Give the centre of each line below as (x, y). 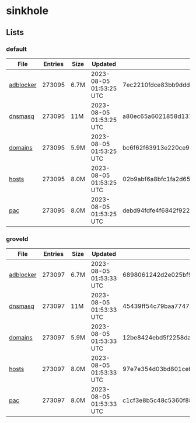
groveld (17, 239)
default (17, 49)
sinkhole (27, 11)
